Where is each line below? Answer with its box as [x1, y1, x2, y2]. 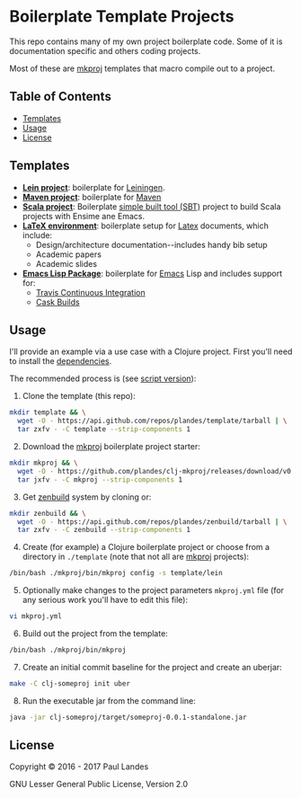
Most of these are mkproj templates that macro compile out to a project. [9, 63, 276, 74]
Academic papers [35, 249, 102, 260]
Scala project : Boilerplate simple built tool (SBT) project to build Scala [22, 200, 281, 212]
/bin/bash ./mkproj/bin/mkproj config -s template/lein [9, 569, 223, 578]
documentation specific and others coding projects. [9, 45, 201, 56]
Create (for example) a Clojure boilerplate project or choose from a [22, 542, 270, 553]
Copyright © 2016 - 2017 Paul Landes [9, 761, 149, 772]
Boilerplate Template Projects [9, 6, 235, 27]
